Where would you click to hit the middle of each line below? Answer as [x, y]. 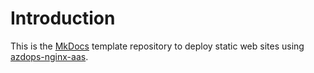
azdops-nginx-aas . [49, 56]
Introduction [63, 18]
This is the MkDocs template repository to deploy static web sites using [157, 46]
